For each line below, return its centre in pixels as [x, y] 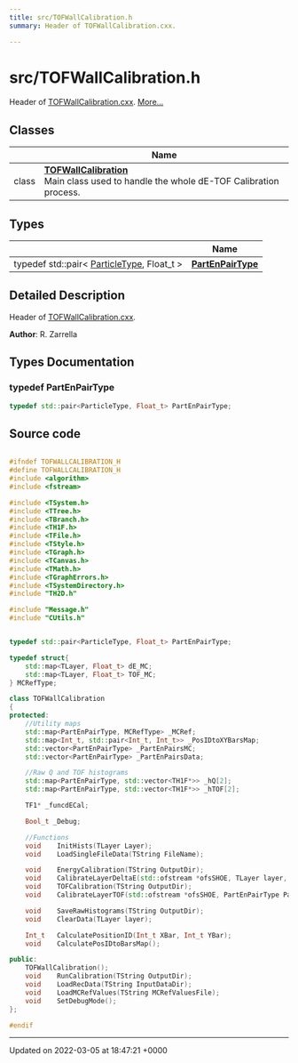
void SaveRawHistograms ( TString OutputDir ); [114, 911]
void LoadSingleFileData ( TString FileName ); [114, 854]
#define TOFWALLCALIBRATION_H [65, 471]
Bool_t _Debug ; [53, 821]
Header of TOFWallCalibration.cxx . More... [86, 102]
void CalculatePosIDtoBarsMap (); [93, 944]
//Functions [47, 837]
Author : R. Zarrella [43, 334]
